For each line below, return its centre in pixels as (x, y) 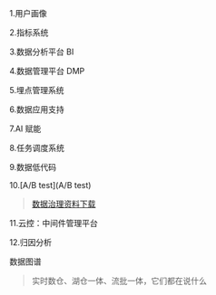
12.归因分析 (31, 242)
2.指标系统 (29, 33)
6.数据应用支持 (37, 109)
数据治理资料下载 (64, 204)
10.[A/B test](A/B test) (50, 185)
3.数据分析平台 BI (42, 52)
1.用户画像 (28, 13)
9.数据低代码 (33, 167)
